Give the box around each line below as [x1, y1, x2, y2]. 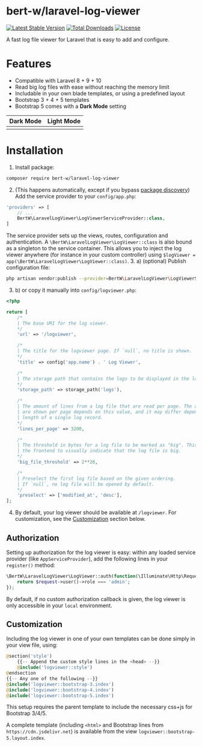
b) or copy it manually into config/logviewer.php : [14, 286, 137, 294]
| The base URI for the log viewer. [17, 320, 109, 326]
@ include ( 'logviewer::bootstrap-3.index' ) [6, 681, 114, 687]
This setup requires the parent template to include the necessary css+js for [6, 704, 193, 711]
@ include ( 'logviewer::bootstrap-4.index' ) [6, 687, 114, 693]
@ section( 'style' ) [6, 653, 52, 660]
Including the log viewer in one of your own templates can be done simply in [6, 635, 195, 643]
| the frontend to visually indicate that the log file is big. [17, 448, 182, 454]
